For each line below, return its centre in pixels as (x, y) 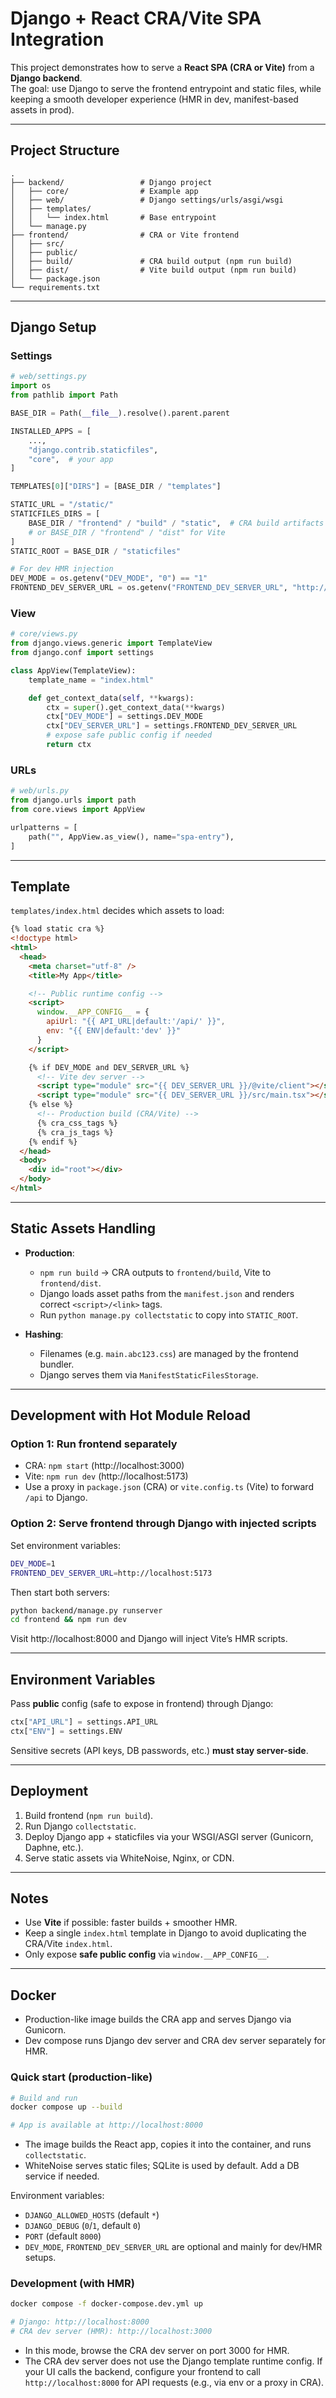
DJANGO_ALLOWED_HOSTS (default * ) (92, 2215)
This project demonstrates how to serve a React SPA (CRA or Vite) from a (162, 67)
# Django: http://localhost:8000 (80, 2322)
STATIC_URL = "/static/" (62, 505)
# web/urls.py (40, 791)
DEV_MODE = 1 (33, 1563)
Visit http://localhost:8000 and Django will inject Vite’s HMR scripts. (149, 1639)
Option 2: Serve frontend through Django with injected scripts (163, 1524)
